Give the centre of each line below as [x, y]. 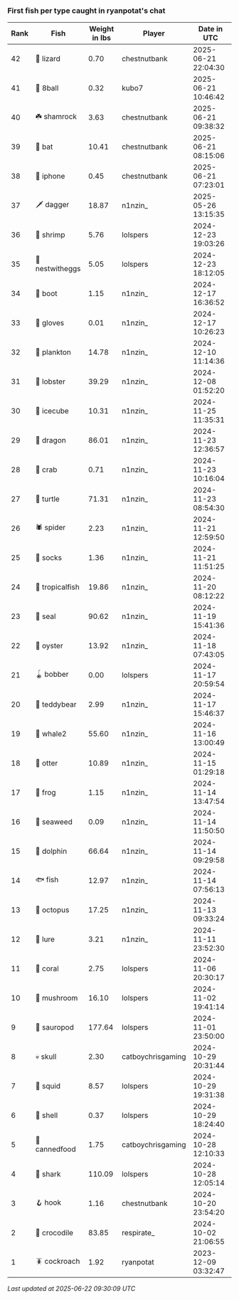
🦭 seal [46, 616]
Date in [211, 29]
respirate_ [138, 1233]
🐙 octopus [52, 910]
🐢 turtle [48, 499]
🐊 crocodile [54, 1233]
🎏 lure [45, 939]
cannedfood [55, 1149]
